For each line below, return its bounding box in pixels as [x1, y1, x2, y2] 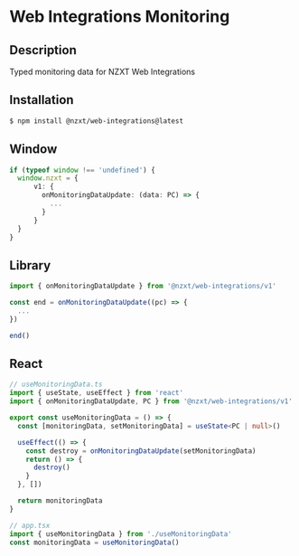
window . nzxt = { [17, 174, 79, 183]
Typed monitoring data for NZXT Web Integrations [9, 66, 196, 77]
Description [9, 42, 77, 58]
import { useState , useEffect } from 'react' [9, 389, 183, 398]
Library [9, 258, 51, 273]
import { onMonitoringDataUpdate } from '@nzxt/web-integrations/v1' [9, 282, 277, 291]
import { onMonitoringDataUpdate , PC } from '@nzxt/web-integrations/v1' [9, 397, 294, 406]
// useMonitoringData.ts [9, 380, 103, 390]
